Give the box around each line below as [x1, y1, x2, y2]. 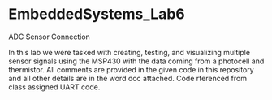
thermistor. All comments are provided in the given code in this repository [8, 64, 254, 74]
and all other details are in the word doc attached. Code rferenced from [8, 73, 248, 83]
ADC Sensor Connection [8, 32, 91, 41]
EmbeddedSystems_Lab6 [8, 5, 185, 24]
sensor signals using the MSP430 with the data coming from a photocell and [8, 56, 265, 66]
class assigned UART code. [8, 82, 101, 92]
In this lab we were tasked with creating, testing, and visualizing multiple [8, 47, 250, 57]
